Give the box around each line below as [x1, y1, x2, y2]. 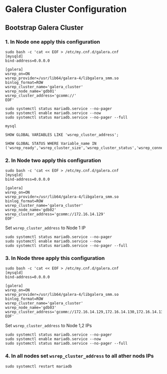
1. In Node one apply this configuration [5, 38, 100, 45]
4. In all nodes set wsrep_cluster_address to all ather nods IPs [5, 353, 154, 360]
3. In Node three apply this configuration [5, 255, 105, 262]
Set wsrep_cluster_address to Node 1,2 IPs [5, 323, 92, 329]
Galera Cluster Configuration [5, 3, 127, 15]
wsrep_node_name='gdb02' [5, 208, 57, 213]
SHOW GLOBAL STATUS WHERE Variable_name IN [5, 141, 97, 146]
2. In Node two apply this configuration [5, 157, 101, 164]
